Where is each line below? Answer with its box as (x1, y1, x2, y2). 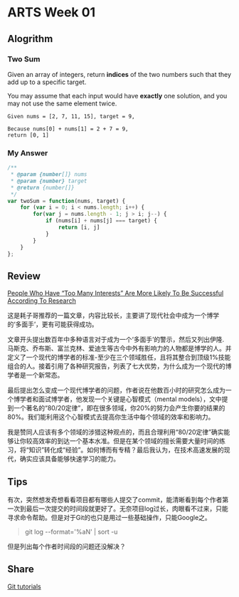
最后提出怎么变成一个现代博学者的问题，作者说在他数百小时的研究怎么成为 (7, 386, 225, 395)
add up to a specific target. (7, 78, 87, 86)
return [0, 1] (7, 131, 50, 139)
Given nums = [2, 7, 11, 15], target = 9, (7, 113, 135, 120)
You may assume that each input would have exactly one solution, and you (7, 91, 228, 100)
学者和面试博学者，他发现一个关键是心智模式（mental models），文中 (19, 395, 222, 403)
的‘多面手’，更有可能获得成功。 (7, 320, 98, 328)
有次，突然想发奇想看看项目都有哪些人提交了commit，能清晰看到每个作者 (7, 496, 223, 504)
